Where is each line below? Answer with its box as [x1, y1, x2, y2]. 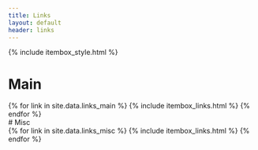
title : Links [8, 11, 51, 20]
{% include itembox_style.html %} [8, 48, 118, 57]
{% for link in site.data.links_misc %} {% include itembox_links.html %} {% [8, 126, 250, 136]
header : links [8, 26, 55, 34]
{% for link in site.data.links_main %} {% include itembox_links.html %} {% [8, 101, 251, 111]
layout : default [8, 19, 62, 27]
